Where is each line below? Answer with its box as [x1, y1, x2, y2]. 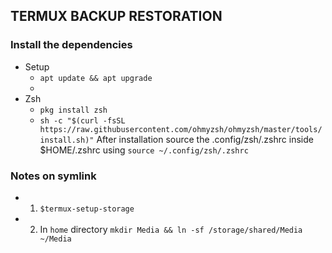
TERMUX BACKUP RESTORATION [10, 8, 223, 25]
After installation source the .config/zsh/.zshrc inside [96, 133, 314, 145]
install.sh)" [39, 135, 95, 145]
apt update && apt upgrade [39, 73, 153, 83]
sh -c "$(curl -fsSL [39, 115, 126, 126]
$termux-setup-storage [39, 204, 135, 214]
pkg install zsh [39, 105, 108, 115]
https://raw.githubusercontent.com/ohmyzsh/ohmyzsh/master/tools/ [39, 124, 323, 134]
